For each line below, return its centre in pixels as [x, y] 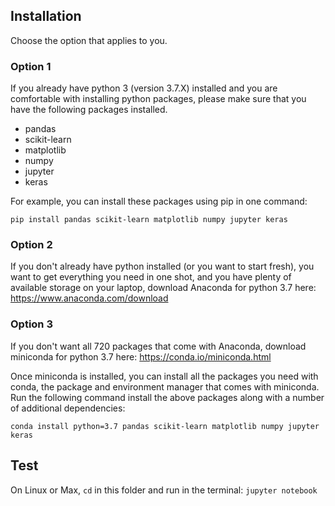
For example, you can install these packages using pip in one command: [159, 201]
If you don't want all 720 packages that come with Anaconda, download [158, 346]
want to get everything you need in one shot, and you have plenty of [151, 277]
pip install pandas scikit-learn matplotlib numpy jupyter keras [149, 220]
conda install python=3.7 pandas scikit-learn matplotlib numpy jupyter [165, 426]
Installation [46, 16]
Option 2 [31, 245]
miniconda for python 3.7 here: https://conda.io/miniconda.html [141, 356]
